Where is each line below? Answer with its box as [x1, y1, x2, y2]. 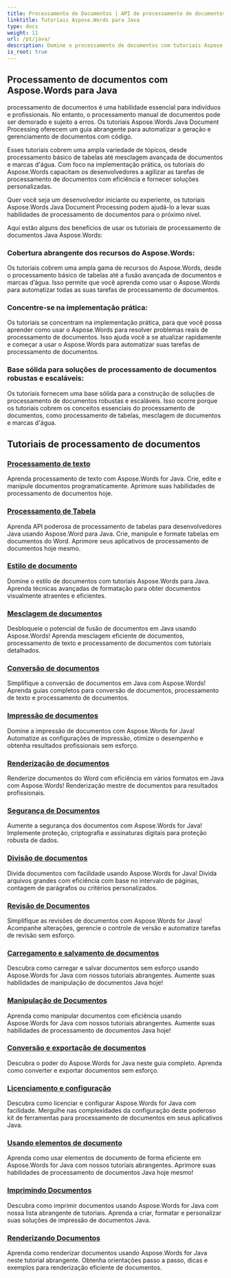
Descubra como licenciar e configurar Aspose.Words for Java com [7, 1099, 197, 1107]
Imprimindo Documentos [7, 1186, 92, 1195]
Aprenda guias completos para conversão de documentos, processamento [7, 687, 219, 695]
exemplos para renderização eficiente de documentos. [7, 1264, 162, 1272]
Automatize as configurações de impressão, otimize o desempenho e [7, 734, 204, 742]
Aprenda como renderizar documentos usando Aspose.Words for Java [7, 1249, 208, 1257]
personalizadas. [7, 182, 53, 190]
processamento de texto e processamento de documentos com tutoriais [7, 639, 212, 647]
